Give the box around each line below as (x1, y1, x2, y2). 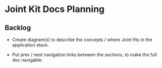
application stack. (12, 42, 49, 48)
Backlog (5, 23, 31, 32)
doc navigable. (12, 57, 43, 63)
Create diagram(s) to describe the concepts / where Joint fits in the (12, 36, 152, 42)
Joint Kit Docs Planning (5, 3, 104, 15)
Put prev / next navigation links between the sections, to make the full (12, 51, 157, 57)
